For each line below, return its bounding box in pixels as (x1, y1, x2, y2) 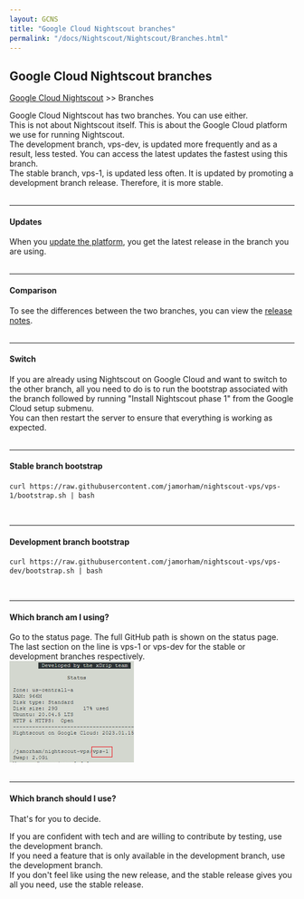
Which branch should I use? (9, 793, 117, 804)
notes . (9, 314, 33, 325)
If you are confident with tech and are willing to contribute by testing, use (9, 830, 282, 842)
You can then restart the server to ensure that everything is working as (9, 412, 273, 423)
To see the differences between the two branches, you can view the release (9, 304, 292, 316)
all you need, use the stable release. (9, 879, 144, 890)
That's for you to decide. (9, 813, 101, 824)
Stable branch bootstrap (9, 460, 103, 471)
